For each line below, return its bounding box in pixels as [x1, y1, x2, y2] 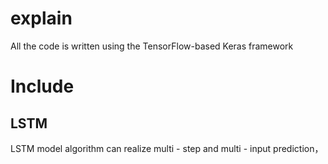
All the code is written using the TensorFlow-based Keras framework [10, 40, 294, 52]
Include [10, 75, 75, 98]
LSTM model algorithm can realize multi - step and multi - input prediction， [10, 142, 324, 154]
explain [10, 7, 73, 30]
